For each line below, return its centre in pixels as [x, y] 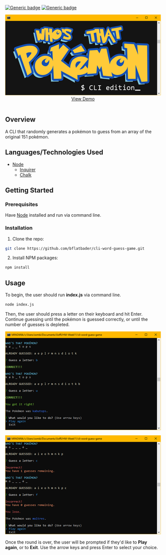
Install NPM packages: [35, 258]
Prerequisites [21, 204]
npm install [17, 268]
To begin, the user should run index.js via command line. [63, 295]
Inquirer [28, 169]
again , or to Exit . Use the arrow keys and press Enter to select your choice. [82, 547]
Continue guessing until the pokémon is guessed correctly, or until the [77, 319]
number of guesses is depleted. [38, 324]
